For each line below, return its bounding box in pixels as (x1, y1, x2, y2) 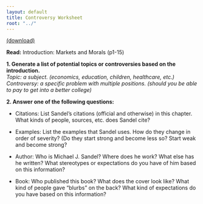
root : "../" (6, 20, 36, 26)
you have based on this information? (15, 191, 106, 198)
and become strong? (15, 141, 67, 149)
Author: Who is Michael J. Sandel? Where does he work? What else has (15, 153, 194, 160)
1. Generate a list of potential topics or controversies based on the (6, 60, 176, 68)
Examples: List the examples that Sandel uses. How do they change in (15, 128, 191, 136)
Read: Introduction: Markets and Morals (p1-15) (6, 49, 125, 56)
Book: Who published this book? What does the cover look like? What (15, 178, 190, 185)
